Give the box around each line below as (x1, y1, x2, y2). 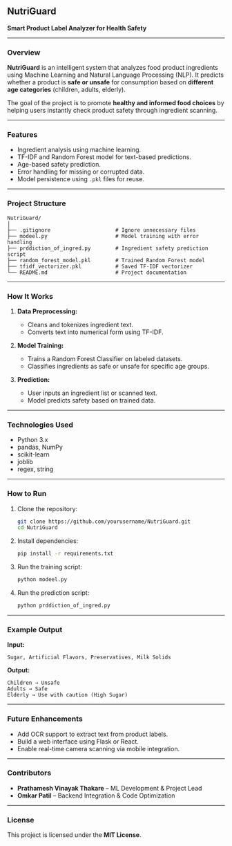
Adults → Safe (7, 686, 48, 692)
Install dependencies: (17, 537, 79, 545)
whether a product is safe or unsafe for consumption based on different (7, 78, 214, 86)
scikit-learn (17, 450, 50, 459)
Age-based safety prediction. (17, 160, 101, 169)
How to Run (7, 489, 47, 499)
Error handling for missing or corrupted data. (17, 167, 145, 176)
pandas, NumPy (17, 443, 64, 452)
